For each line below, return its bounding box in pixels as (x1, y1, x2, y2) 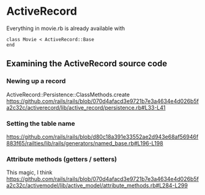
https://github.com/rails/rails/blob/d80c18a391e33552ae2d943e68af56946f (6, 133, 199, 140)
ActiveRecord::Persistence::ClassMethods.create (6, 91, 130, 98)
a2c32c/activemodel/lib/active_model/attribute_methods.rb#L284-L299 (6, 182, 188, 189)
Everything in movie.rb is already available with (6, 25, 125, 32)
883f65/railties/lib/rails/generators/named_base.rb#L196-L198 (6, 139, 163, 147)
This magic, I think (6, 169, 53, 176)
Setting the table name (6, 119, 75, 128)
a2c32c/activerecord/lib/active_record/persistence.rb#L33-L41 (6, 104, 166, 111)
